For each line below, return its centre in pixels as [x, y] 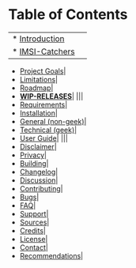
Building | [34, 163]
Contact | [34, 247]
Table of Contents [68, 15]
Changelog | [39, 172]
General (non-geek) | [53, 121]
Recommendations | [51, 255]
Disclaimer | [38, 146]
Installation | [38, 113]
